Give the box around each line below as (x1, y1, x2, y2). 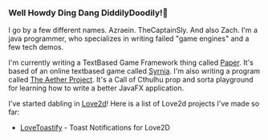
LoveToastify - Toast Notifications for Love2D (19, 123, 171, 133)
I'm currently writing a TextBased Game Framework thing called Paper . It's (8, 58, 254, 67)
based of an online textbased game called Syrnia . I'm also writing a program (8, 66, 261, 76)
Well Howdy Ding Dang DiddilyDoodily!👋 (8, 7, 169, 18)
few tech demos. (8, 42, 64, 52)
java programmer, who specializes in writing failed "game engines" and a (8, 34, 250, 43)
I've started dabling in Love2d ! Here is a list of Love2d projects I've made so (8, 99, 260, 109)
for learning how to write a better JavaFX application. (8, 83, 185, 93)
